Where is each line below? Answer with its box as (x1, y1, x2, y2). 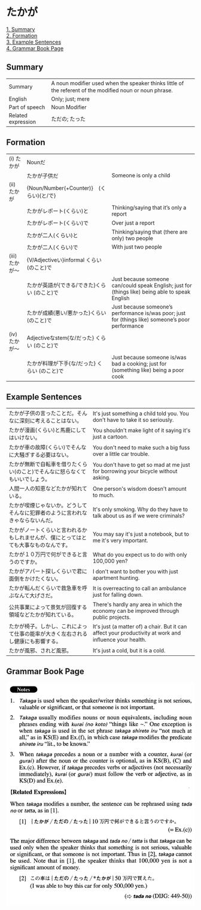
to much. (92, 492, 115, 499)
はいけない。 (8, 434, 41, 441)
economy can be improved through (92, 607, 179, 614)
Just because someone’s (111, 303, 173, 310)
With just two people (111, 243, 163, 250)
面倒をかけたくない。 (8, 575, 62, 582)
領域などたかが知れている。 (8, 611, 77, 618)
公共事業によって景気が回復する (8, 603, 87, 611)
